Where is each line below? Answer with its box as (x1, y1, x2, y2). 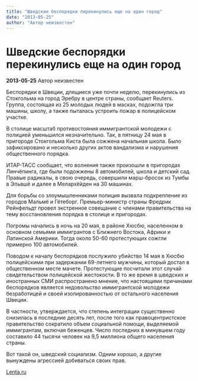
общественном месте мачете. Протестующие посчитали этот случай (6, 265, 182, 272)
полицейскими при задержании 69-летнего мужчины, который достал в (6, 259, 190, 266)
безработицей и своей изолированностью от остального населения (6, 290, 179, 297)
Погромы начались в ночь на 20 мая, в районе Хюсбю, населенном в (6, 222, 183, 229)
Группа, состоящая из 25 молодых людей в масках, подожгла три (6, 101, 173, 108)
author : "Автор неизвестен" (6, 19, 76, 25)
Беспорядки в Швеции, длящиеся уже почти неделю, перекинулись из (6, 89, 185, 96)
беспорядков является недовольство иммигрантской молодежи (6, 284, 170, 291)
